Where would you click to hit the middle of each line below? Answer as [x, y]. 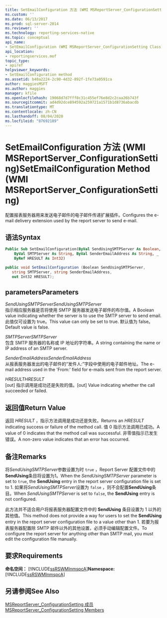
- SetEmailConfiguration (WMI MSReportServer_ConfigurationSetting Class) [84, 47]
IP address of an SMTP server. [36, 348]
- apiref [14, 65]
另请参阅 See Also [32, 591]
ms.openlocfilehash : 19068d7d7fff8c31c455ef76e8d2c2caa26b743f [72, 98]
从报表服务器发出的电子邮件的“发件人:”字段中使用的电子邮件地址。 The [77, 364]
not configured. [21, 499]
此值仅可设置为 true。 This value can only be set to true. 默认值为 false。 [79, 321]
